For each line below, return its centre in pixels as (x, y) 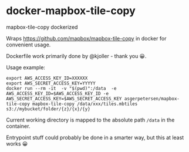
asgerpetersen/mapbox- (152, 99)
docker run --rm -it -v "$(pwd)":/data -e (61, 88)
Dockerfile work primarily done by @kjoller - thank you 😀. (76, 56)
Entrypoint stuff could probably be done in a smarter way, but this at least (95, 137)
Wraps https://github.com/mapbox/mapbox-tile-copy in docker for (86, 38)
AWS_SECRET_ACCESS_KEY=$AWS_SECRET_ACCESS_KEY (64, 99)
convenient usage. (28, 45)
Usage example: (26, 67)
